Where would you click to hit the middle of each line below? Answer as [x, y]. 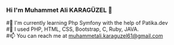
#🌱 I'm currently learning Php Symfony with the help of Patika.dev [87, 23]
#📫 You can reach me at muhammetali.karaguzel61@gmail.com [85, 36]
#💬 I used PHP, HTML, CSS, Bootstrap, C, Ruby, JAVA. [72, 29]
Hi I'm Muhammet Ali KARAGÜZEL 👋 [59, 10]
